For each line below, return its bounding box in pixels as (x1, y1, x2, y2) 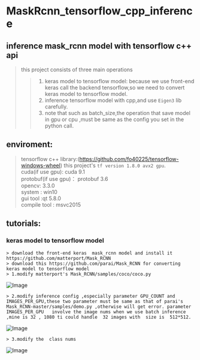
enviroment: (6, 140, 53, 150)
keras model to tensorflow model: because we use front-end (44, 78, 195, 84)
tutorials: (6, 219, 41, 229)
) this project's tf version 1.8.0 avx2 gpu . (60, 162, 166, 169)
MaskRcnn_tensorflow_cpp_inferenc (6, 4, 193, 18)
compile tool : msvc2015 (20, 201, 81, 208)
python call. (44, 122, 74, 129)
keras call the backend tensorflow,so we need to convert (44, 84, 185, 91)
